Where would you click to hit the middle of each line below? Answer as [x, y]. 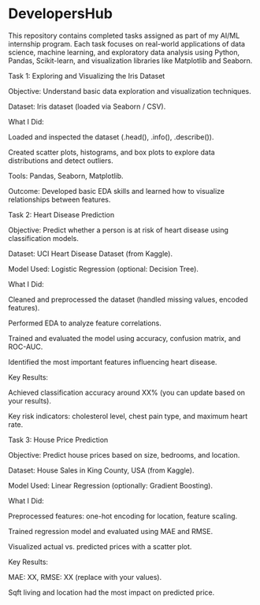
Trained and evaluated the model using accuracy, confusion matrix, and [124, 338]
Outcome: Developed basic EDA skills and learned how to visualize [116, 191]
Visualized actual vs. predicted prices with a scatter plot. [100, 546]
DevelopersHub [60, 14]
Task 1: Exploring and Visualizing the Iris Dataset [87, 76]
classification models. [43, 238]
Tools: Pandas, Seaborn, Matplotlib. [66, 176]
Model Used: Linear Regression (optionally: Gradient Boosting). [110, 485]
